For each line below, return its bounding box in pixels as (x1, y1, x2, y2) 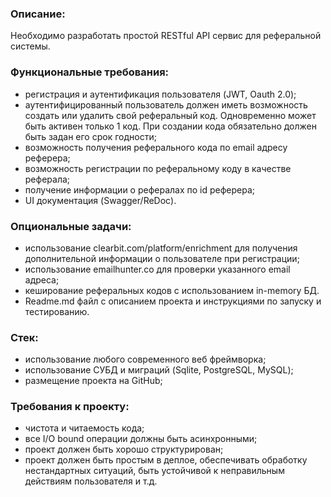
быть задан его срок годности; (24, 130, 157, 142)
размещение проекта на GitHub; (24, 375, 163, 387)
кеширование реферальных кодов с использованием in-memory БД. (24, 284, 320, 296)
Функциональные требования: (10, 65, 170, 79)
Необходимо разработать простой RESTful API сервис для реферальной (10, 30, 322, 42)
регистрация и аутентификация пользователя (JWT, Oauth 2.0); (24, 88, 297, 100)
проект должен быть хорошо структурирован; (24, 443, 224, 456)
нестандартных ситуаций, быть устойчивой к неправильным (24, 465, 285, 477)
